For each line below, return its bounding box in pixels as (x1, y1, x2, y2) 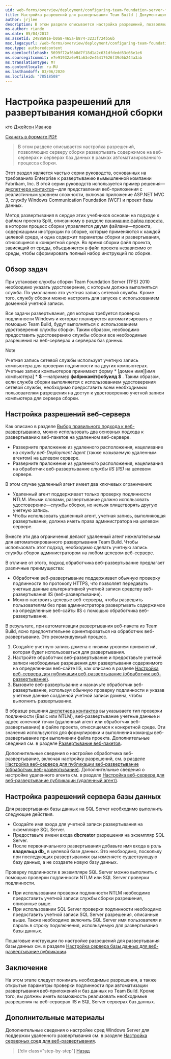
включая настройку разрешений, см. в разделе (41, 756, 146, 762)
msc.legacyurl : (5, 41, 38, 46)
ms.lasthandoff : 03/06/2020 (5, 69, 65, 75)
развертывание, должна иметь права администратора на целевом (12, 518, 159, 524)
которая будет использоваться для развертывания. (12, 649, 126, 655)
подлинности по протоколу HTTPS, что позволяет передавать (12, 580, 149, 586)
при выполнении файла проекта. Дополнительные (40, 735, 150, 741)
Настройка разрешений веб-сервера (5, 410, 131, 419)
